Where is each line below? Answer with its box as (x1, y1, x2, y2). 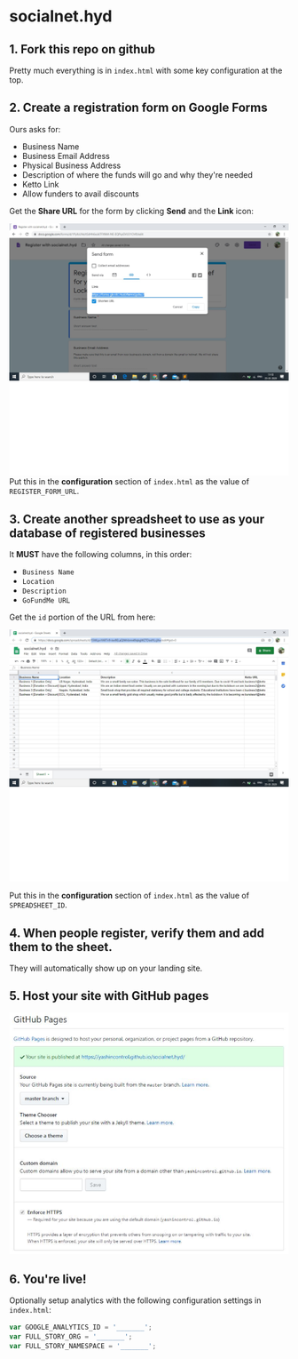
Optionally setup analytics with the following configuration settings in (9, 1295, 262, 1306)
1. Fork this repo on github (9, 42, 155, 57)
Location (21, 577, 55, 586)
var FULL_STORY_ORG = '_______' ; (9, 1331, 133, 1341)
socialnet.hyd (9, 6, 113, 27)
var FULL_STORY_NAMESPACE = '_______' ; (9, 1341, 157, 1350)
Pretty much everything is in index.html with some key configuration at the (9, 65, 283, 76)
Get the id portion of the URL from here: (9, 612, 156, 622)
